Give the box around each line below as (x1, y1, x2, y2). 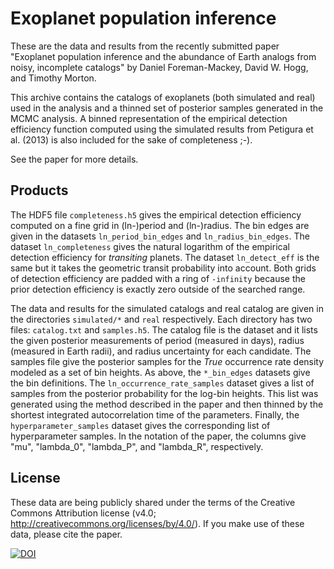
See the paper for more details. (10, 153, 139, 165)
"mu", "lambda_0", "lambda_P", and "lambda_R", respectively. (10, 440, 264, 452)
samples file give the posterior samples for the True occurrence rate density (10, 355, 325, 367)
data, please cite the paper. (10, 528, 123, 540)
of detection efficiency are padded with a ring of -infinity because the (10, 272, 306, 284)
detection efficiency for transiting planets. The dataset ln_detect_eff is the (10, 251, 320, 263)
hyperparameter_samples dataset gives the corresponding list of (10, 419, 271, 431)
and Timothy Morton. (10, 72, 97, 84)
